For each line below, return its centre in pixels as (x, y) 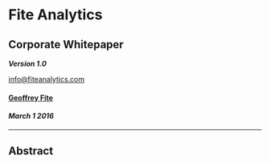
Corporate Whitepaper (66, 45)
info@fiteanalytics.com (47, 79)
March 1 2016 (31, 116)
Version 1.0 (27, 63)
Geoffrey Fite (31, 97)
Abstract (31, 151)
